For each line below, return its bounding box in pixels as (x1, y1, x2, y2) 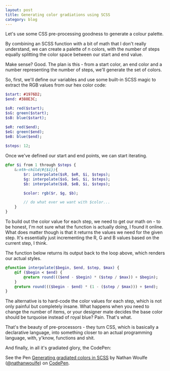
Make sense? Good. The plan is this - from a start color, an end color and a (5, 62, 162, 68)
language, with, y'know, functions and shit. (5, 335, 95, 341)
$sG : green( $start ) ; (5, 110, 49, 116)
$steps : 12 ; (5, 144, 31, 149)
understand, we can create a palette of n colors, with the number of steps (5, 46, 160, 52)
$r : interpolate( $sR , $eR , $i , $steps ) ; (23, 172, 110, 177)
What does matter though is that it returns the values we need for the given (5, 230, 163, 235)
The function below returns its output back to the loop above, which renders (5, 250, 165, 256)
